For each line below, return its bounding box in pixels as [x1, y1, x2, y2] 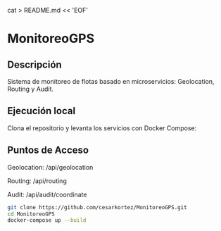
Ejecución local [7, 105, 76, 117]
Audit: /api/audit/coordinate [7, 190, 87, 199]
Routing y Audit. [7, 85, 54, 93]
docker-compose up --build [7, 217, 87, 224]
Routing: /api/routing [7, 176, 67, 185]
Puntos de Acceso [7, 144, 89, 156]
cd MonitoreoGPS [7, 211, 55, 218]
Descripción [7, 58, 62, 70]
